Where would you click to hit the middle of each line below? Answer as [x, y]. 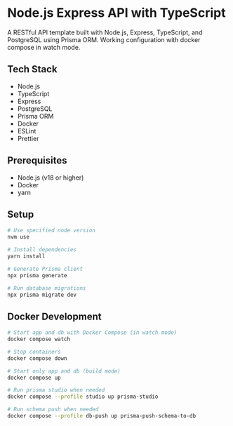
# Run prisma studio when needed [56, 390]
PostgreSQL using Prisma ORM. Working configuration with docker [104, 39]
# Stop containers [34, 352]
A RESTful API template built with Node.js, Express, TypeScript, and [105, 32]
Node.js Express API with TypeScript [116, 13]
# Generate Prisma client [45, 269]
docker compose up [34, 378]
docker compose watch [39, 339]
